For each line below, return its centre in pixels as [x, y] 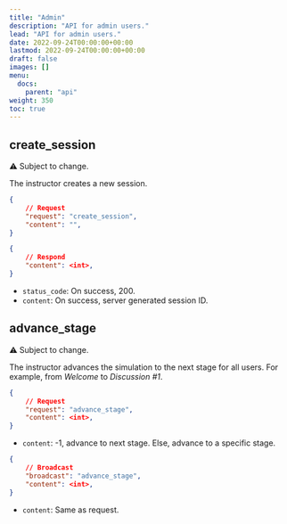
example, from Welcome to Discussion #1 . [86, 376]
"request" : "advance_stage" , [79, 409]
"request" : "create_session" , [82, 216]
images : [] [29, 68]
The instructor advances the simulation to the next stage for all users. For [144, 367]
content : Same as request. [70, 510]
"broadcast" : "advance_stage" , [83, 476]
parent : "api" [51, 92]
